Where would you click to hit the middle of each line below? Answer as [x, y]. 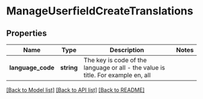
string [69, 67]
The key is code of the [115, 60]
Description [127, 50]
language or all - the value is [124, 67]
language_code [32, 67]
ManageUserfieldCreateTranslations [100, 11]
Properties [27, 33]
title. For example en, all [117, 75]
